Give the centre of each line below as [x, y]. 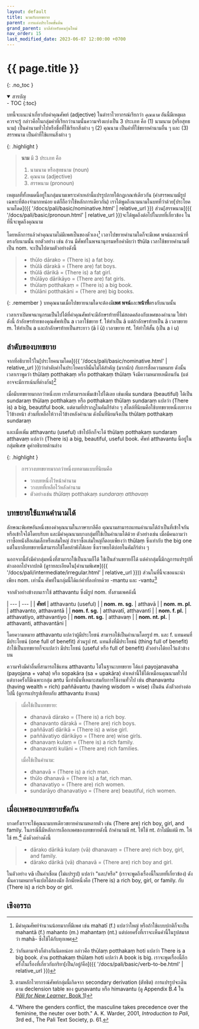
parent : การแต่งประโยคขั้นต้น [35, 23]
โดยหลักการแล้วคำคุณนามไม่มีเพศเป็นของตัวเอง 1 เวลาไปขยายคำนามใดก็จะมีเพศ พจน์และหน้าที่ [97, 234]
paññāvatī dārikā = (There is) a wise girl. [79, 729]
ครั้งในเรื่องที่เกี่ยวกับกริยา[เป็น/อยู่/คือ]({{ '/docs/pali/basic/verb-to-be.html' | [99, 964]
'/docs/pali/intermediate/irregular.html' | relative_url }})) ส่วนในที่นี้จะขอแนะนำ [96, 572]
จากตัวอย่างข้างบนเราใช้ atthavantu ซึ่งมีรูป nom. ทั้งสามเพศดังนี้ [71, 592]
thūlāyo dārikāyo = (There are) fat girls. [78, 279]
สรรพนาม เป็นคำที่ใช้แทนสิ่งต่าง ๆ [39, 135]
